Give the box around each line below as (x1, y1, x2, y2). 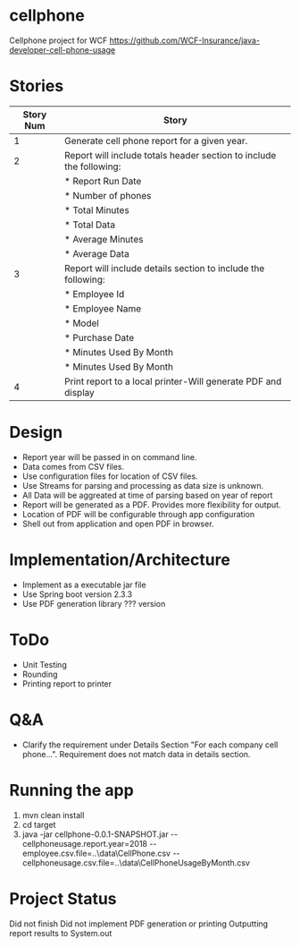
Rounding (21, 669, 58, 679)
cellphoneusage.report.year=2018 (21, 838, 148, 849)
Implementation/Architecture (9, 550, 230, 569)
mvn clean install (21, 809, 85, 820)
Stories (9, 76, 64, 97)
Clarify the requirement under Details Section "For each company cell (21, 739, 279, 750)
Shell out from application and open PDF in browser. (21, 518, 214, 529)
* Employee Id (63, 287, 125, 300)
